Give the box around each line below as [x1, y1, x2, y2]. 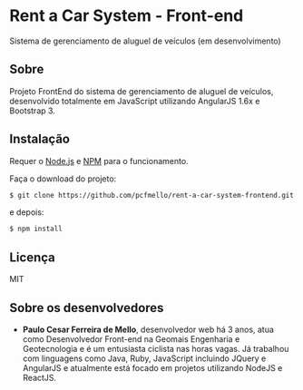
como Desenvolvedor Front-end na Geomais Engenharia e [22, 333, 240, 345]
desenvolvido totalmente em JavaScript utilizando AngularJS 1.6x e [9, 95, 260, 106]
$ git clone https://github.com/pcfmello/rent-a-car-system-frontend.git [9, 190, 295, 200]
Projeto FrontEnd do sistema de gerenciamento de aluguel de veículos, [9, 85, 274, 96]
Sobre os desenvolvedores [9, 300, 164, 316]
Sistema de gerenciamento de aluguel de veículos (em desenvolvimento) [9, 35, 281, 46]
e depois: [9, 207, 44, 218]
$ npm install [9, 224, 64, 234]
